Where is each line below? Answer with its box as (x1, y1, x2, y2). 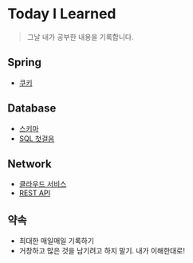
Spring (7, 56, 41, 69)
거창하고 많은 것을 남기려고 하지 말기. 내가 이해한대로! (18, 246, 185, 256)
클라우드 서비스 (18, 179, 67, 189)
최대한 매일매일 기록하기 (18, 236, 95, 245)
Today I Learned (7, 5, 116, 23)
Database (7, 101, 57, 116)
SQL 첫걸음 (18, 133, 55, 143)
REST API (18, 188, 51, 198)
